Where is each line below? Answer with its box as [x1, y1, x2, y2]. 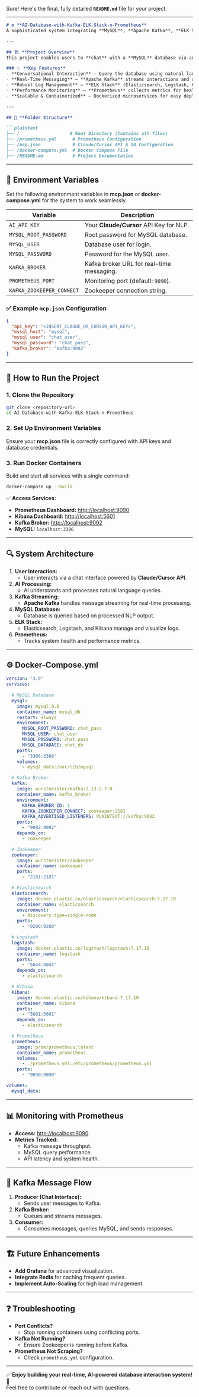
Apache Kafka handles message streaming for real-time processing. [23, 599, 191, 606]
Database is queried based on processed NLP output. [23, 612, 155, 619]
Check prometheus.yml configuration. [23, 1354, 114, 1361]
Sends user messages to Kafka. [23, 1200, 101, 1207]
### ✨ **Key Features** [6, 65, 66, 71]
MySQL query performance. [23, 1148, 92, 1156]
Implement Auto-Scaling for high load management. [14, 1280, 144, 1287]
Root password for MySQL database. [85, 231, 187, 239]
